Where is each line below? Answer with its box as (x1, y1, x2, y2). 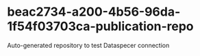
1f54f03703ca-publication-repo (7, 18, 194, 34)
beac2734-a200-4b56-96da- (7, 4, 181, 20)
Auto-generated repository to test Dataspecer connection (7, 41, 170, 49)
